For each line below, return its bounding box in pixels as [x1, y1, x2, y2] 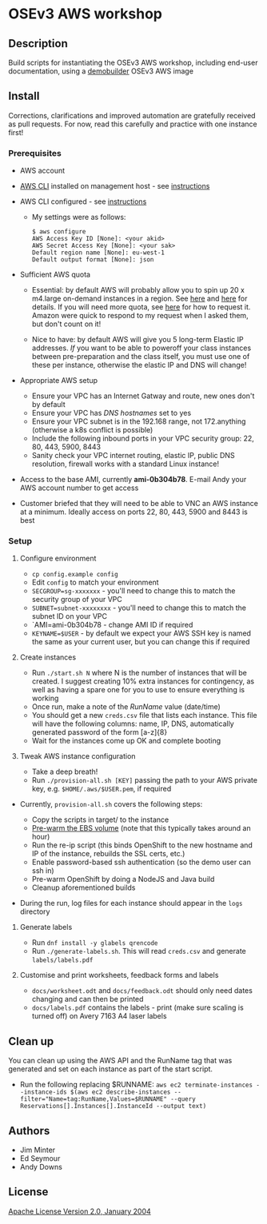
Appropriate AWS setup [19, 376, 98, 385]
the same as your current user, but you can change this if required [31, 637, 250, 647]
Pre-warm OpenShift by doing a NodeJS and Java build [31, 875, 215, 884]
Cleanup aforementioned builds [31, 883, 136, 892]
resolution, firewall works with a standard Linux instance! [31, 459, 220, 468]
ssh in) [31, 866, 54, 875]
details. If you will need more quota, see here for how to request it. [31, 302, 251, 312]
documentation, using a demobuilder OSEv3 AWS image [8, 66, 194, 76]
